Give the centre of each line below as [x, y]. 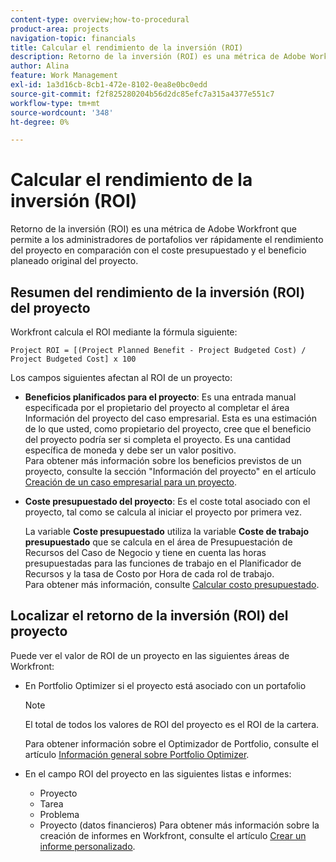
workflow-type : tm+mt [55, 103]
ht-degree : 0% [40, 122]
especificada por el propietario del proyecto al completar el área [157, 407]
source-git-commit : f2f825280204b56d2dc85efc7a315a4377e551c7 [142, 94]
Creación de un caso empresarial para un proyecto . [131, 482]
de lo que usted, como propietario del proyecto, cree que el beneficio [168, 429]
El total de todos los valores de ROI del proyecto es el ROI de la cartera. [172, 724]
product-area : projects [60, 29]
